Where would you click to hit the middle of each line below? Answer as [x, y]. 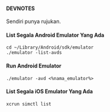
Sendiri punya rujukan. [33, 21]
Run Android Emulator [34, 66]
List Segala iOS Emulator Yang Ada [50, 91]
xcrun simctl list [29, 104]
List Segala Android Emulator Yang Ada [55, 35]
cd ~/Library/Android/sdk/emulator [50, 47]
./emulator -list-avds [34, 53]
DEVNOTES [21, 8]
